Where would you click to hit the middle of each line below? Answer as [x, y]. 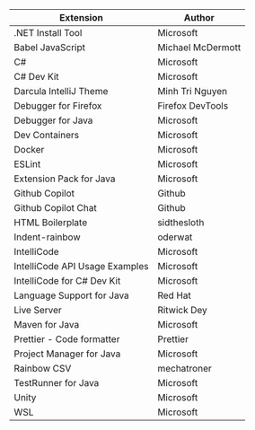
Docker [29, 149]
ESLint [27, 164]
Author [199, 18]
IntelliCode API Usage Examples [81, 266]
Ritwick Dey [182, 310]
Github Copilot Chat [55, 208]
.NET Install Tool [48, 33]
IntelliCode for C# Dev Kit [67, 281]
